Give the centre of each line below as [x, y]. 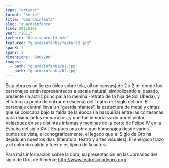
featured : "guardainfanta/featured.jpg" [48, 43]
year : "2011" [19, 33]
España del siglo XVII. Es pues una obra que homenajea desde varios [77, 129]
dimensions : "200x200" [29, 57]
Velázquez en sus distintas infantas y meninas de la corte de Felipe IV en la [83, 123]
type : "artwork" [22, 10]
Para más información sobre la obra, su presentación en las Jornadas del [81, 154]
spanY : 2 [14, 52]
